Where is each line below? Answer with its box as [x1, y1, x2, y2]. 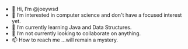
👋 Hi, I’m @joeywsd [11, 6, 58, 12]
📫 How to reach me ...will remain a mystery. [11, 36, 119, 43]
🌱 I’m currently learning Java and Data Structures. [11, 24, 132, 31]
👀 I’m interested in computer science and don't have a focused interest [11, 12, 182, 18]
